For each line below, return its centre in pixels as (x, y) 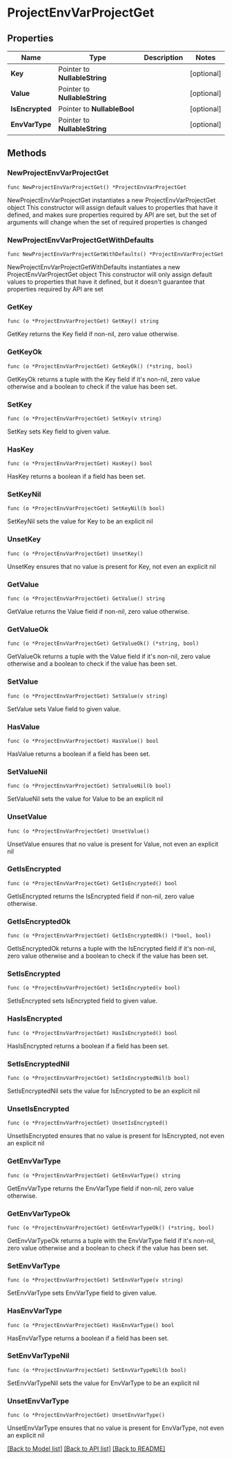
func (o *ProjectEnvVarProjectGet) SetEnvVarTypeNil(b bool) (97, 1370)
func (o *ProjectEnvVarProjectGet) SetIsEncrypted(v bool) (94, 988)
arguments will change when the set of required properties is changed (107, 222)
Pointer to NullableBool (96, 109)
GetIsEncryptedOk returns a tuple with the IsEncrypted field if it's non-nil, (112, 949)
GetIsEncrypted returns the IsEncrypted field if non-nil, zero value (101, 896)
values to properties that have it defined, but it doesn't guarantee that (106, 282)
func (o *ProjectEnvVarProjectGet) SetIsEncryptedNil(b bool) (98, 1079)
